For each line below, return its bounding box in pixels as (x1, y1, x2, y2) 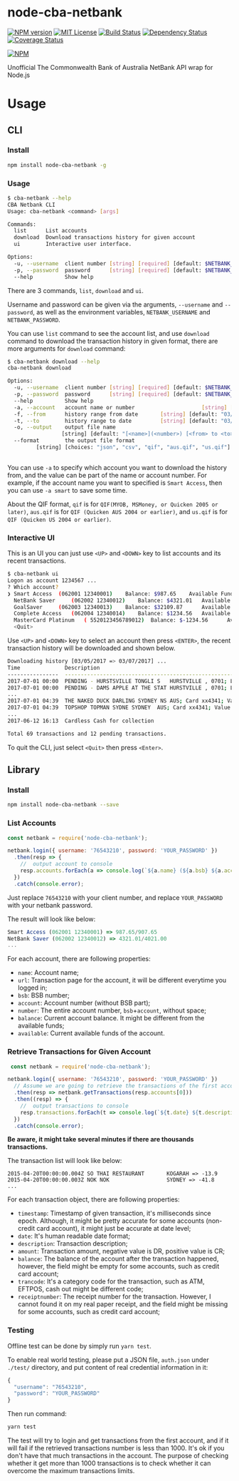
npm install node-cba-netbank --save (7, 801, 119, 809)
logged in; (17, 983, 48, 992)
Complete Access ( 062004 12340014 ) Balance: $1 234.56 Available (14, 610, 231, 617)
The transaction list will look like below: (7, 1157, 122, 1165)
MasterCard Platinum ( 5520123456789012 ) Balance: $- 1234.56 (14, 617, 208, 624)
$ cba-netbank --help (7, 194, 72, 202)
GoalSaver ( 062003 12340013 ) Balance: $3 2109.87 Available (14, 603, 231, 610)
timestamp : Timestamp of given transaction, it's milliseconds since (17, 1209, 211, 1218)
